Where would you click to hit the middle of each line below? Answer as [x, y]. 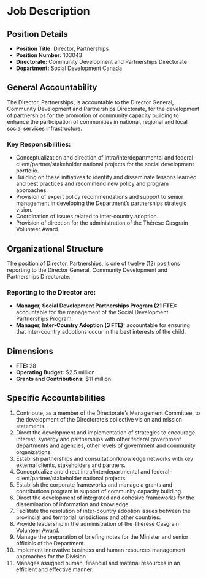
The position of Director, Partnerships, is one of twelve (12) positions [93, 263]
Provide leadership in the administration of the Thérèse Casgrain [97, 523]
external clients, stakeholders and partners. [71, 465]
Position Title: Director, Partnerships [62, 48]
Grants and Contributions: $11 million [63, 379]
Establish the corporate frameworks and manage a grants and [94, 484]
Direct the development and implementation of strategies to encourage [105, 432]
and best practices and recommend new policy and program [92, 184]
